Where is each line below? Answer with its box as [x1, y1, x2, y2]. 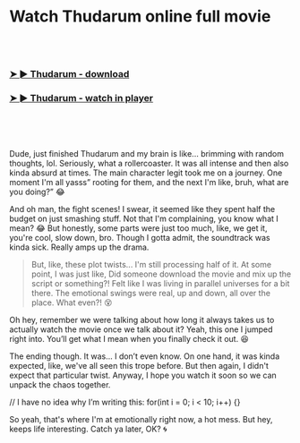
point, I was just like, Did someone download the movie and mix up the [30, 268, 292, 279]
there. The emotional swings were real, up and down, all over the [30, 288, 271, 299]
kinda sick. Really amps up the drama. [9, 242, 150, 252]
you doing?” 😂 [9, 186, 65, 198]
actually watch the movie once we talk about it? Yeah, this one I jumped [9, 324, 273, 335]
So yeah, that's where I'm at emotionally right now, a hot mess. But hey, [9, 414, 273, 425]
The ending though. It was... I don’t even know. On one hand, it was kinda [9, 351, 280, 362]
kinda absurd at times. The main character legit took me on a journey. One [9, 167, 283, 178]
